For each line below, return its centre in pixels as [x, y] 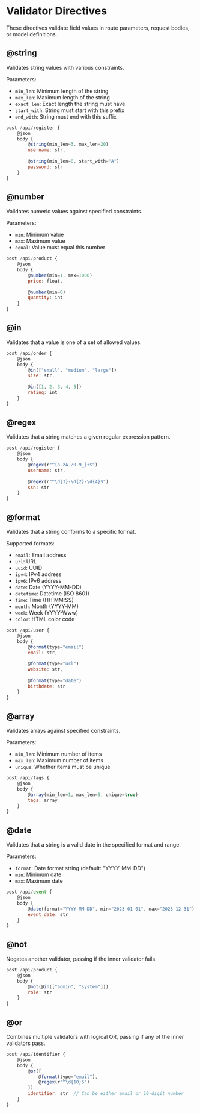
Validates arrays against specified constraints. [63, 731]
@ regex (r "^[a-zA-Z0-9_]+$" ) [63, 465]
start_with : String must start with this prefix [70, 110]
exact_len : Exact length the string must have [70, 104]
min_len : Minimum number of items [58, 754]
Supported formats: [31, 543]
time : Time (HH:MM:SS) [44, 600]
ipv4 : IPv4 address [38, 574]
